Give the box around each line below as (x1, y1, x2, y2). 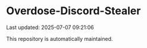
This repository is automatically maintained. (6, 35, 113, 42)
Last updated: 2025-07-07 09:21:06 (6, 24, 94, 31)
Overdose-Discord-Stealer (6, 4, 141, 18)
